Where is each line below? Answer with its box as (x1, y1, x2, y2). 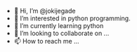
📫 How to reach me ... (13, 37, 79, 45)
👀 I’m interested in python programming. (13, 14, 131, 22)
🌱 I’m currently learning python (13, 22, 104, 30)
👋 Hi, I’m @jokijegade (13, 7, 76, 15)
